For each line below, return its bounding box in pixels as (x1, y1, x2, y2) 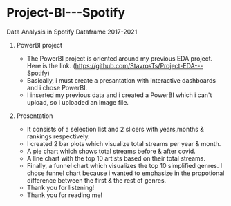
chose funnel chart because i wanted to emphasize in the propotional (26, 169, 225, 177)
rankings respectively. (26, 132, 91, 141)
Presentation (16, 112, 53, 120)
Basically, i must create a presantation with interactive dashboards (26, 76, 216, 84)
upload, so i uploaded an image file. (26, 98, 129, 106)
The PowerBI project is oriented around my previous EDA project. (26, 54, 213, 63)
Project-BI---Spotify (6, 5, 126, 21)
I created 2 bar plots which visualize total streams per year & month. (26, 139, 221, 147)
